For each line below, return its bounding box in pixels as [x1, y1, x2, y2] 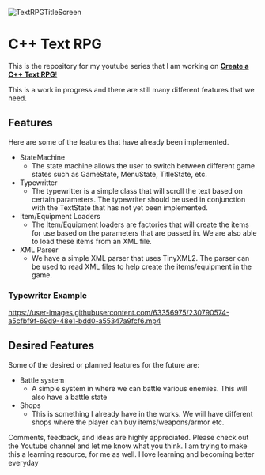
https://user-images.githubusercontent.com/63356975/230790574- [8, 308, 230, 318]
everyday [8, 458, 39, 467]
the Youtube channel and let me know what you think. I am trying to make [8, 441, 248, 450]
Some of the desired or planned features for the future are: [8, 360, 200, 369]
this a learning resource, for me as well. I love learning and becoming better [8, 449, 255, 458]
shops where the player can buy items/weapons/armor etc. [31, 417, 225, 427]
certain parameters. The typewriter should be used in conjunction [31, 194, 246, 204]
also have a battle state [31, 392, 108, 401]
